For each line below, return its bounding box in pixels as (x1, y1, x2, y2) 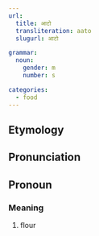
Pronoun (8, 178, 52, 192)
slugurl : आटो (15, 34, 59, 43)
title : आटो (15, 19, 52, 27)
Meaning (8, 202, 44, 213)
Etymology (8, 122, 64, 137)
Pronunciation (8, 151, 81, 164)
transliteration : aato (15, 27, 92, 35)
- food (15, 93, 38, 101)
